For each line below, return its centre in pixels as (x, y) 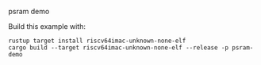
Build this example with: (47, 26)
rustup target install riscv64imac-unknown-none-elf (97, 41)
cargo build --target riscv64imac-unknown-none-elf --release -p (118, 48)
